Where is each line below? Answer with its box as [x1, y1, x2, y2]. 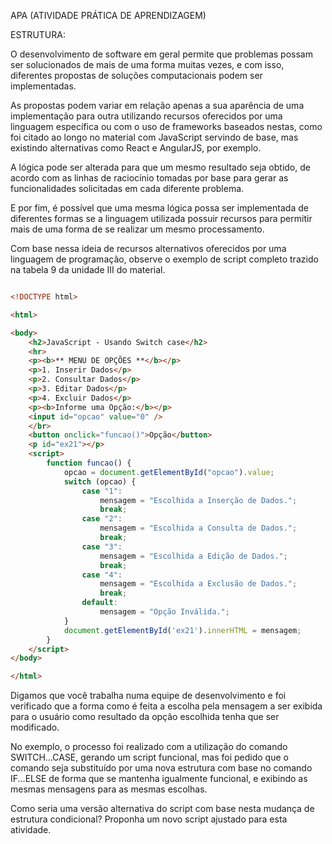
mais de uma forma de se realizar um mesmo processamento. [10, 223, 265, 235]
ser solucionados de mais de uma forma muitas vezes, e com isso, [10, 59, 285, 70]
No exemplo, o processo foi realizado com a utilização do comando [10, 741, 288, 753]
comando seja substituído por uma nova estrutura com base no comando [10, 762, 313, 774]
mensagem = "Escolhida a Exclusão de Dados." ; [99, 579, 298, 589]
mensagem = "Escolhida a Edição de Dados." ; [99, 551, 288, 561]
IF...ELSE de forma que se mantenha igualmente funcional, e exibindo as [10, 773, 308, 785]
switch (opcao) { [63, 476, 137, 487]
